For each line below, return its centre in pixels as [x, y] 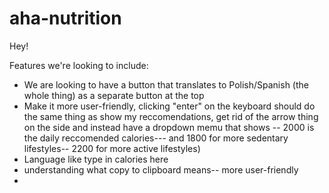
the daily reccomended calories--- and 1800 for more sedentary [156, 138]
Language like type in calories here [96, 159]
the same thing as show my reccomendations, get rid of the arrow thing [171, 116]
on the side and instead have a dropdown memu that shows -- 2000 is [169, 127]
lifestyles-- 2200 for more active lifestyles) [112, 148]
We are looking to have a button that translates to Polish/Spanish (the [166, 84]
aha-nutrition [65, 18]
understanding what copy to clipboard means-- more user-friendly [161, 169]
